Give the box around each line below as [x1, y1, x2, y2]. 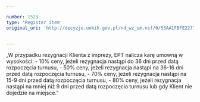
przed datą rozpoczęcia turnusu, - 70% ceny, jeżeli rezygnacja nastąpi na [6, 71, 187, 78]
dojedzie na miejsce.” [6, 90, 59, 97]
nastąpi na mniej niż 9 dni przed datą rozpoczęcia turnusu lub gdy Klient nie [6, 83, 192, 90]
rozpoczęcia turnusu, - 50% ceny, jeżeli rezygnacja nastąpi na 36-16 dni [6, 64, 184, 71]
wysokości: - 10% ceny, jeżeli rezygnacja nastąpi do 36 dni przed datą [6, 58, 179, 65]
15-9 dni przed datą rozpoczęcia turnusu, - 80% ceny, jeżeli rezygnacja [6, 76, 182, 84]
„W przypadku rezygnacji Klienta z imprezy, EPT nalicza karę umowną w [6, 52, 183, 59]
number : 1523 [6, 14, 39, 20]
